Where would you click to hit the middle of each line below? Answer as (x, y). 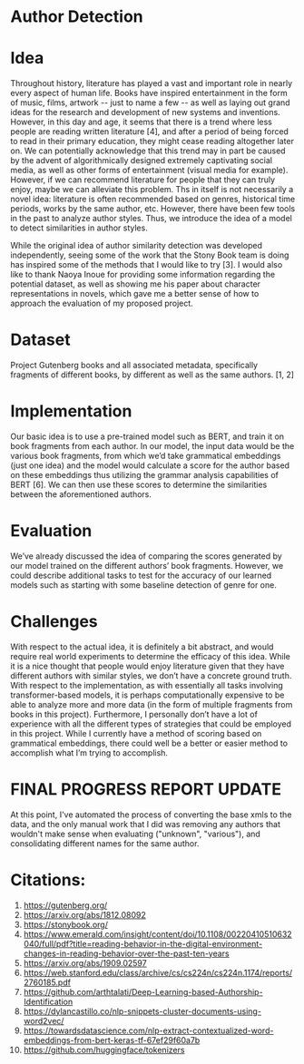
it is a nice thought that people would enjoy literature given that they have (147, 666)
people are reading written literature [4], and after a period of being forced (150, 132)
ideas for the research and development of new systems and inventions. (145, 112)
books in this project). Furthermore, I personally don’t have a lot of (134, 714)
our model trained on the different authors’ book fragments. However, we (147, 565)
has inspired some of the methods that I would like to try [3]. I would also (147, 265)
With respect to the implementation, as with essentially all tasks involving (147, 685)
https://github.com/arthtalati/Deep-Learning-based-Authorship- (143, 991)
